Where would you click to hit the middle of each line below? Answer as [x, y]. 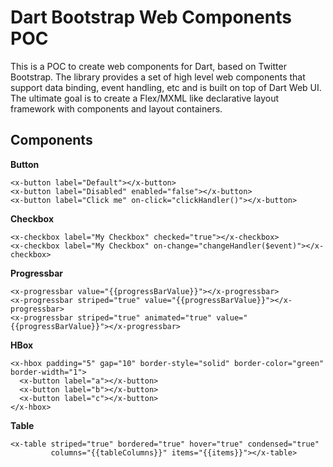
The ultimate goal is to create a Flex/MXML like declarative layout [145, 98]
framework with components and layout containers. [116, 108]
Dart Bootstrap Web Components [151, 17]
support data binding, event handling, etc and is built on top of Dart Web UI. [166, 87]
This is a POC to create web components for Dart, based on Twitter [148, 66]
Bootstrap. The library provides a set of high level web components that [158, 77]
